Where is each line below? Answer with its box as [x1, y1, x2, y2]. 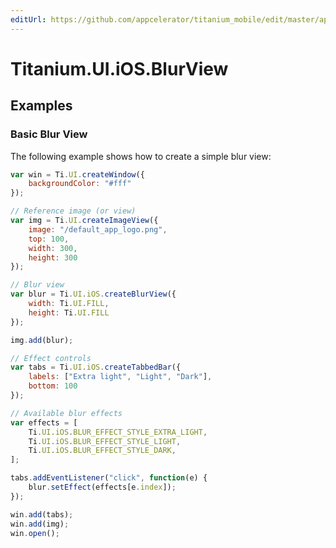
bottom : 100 [28, 381, 78, 391]
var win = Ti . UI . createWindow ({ [10, 169, 145, 180]
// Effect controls [10, 353, 92, 363]
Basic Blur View [10, 127, 88, 141]
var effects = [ [10, 417, 78, 428]
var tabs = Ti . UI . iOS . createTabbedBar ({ [10, 362, 182, 373]
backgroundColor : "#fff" [28, 179, 132, 189]
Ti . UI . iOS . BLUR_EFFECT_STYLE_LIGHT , [28, 436, 182, 446]
